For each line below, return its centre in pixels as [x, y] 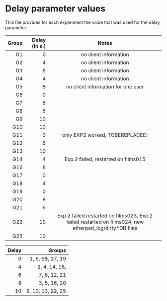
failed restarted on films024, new [105, 222]
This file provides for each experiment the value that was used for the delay [83, 22]
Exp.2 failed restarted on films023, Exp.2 [105, 215]
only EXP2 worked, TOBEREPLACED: [105, 135]
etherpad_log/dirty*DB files [105, 228]
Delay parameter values [55, 9]
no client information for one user [105, 86]
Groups [57, 250]
